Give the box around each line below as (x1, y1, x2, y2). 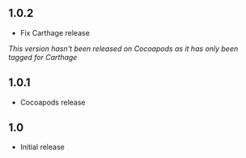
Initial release (19, 142, 65, 152)
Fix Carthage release (19, 28, 91, 37)
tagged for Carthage (8, 52, 78, 62)
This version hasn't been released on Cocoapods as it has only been (8, 44, 239, 53)
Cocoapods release (19, 97, 86, 107)
